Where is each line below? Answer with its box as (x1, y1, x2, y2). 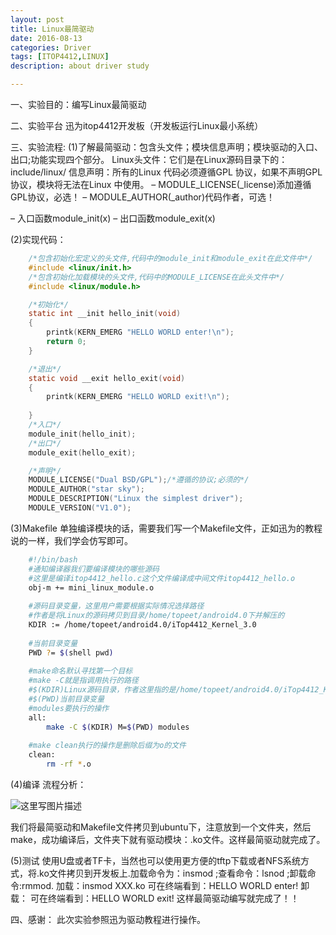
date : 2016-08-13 (10, 33, 83, 43)
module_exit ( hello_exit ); (28, 447, 137, 458)
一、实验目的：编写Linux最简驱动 (10, 99, 147, 110)
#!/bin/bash (28, 554, 78, 565)
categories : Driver (10, 42, 92, 53)
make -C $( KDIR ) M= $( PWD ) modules (46, 722, 190, 732)
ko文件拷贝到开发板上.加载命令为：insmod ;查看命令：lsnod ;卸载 (39, 867, 308, 879)
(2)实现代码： (10, 234, 67, 245)
